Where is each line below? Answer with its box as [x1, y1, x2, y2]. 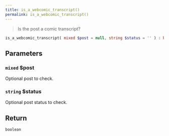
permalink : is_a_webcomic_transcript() [5, 12, 89, 17]
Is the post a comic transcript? [17, 25, 80, 31]
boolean [5, 127, 22, 132]
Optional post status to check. [5, 99, 67, 105]
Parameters [5, 49, 43, 57]
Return [5, 113, 27, 122]
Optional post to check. [5, 75, 54, 81]
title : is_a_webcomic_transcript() [5, 7, 80, 12]
